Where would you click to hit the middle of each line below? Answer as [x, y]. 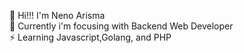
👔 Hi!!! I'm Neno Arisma [57, 15]
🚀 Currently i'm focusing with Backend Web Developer [121, 26]
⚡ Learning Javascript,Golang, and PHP [90, 37]
